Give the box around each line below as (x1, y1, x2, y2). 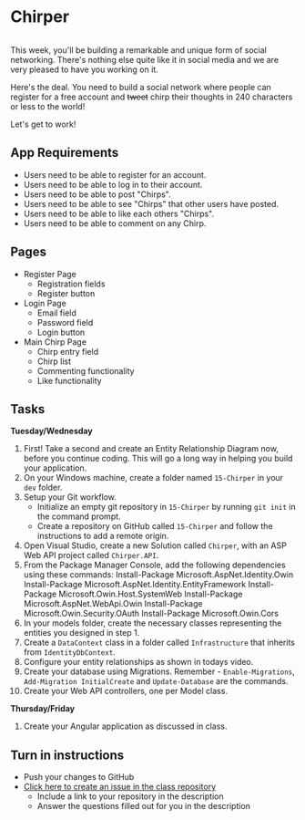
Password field (36, 317, 94, 327)
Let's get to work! (10, 119, 76, 130)
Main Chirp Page (23, 336, 87, 348)
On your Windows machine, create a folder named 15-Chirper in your (23, 472, 284, 483)
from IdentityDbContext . (23, 647, 117, 658)
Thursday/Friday (10, 703, 76, 714)
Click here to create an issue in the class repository (23, 782, 217, 793)
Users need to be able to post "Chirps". (23, 189, 171, 200)
